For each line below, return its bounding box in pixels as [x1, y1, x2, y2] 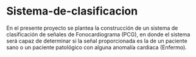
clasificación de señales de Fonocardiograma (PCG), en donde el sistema [6, 30, 191, 38]
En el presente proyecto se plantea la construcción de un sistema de [6, 24, 178, 32]
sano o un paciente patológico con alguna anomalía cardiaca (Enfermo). [6, 44, 187, 51]
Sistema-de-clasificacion [6, 4, 138, 18]
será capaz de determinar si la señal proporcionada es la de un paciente [6, 37, 187, 44]
